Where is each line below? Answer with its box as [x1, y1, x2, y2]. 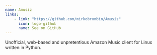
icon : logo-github [18, 21, 57, 26]
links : [5, 12, 19, 17]
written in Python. [5, 45, 41, 51]
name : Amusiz [5, 7, 32, 12]
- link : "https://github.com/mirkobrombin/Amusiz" [14, 16, 121, 21]
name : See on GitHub [18, 26, 61, 31]
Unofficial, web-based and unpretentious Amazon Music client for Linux [5, 39, 153, 45]
